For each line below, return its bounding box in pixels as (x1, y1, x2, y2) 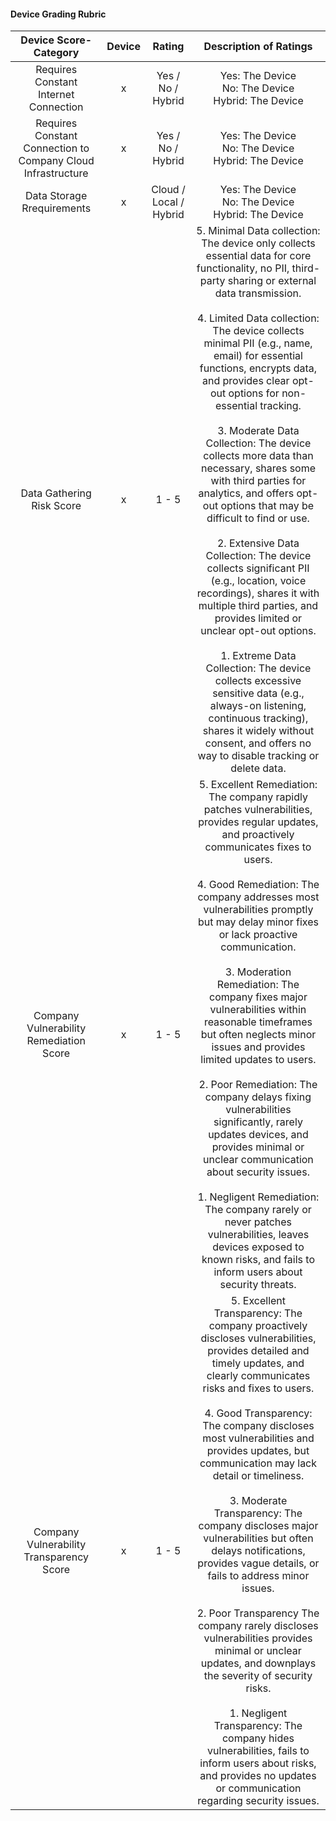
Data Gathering (20, 486, 92, 500)
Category (33, 46, 80, 60)
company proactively (208, 1319, 308, 1333)
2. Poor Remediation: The (198, 1078, 318, 1092)
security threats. (219, 1278, 297, 1292)
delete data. (230, 761, 287, 775)
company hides (221, 1731, 295, 1745)
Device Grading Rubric (10, 8, 107, 20)
